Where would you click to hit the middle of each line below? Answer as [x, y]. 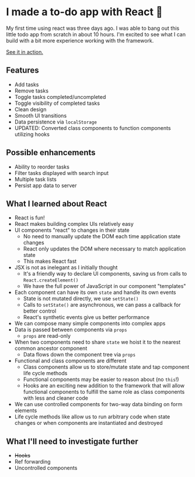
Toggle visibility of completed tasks [57, 103]
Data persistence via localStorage [56, 122]
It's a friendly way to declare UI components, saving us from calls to [105, 274]
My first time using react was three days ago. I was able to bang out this [93, 28]
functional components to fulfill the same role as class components [104, 392]
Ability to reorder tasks [42, 167]
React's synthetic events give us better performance [86, 317]
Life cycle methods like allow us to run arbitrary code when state [92, 417]
